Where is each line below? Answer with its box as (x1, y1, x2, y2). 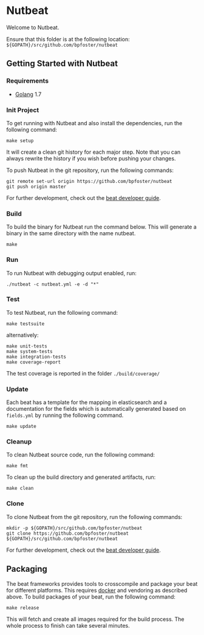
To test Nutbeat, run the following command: (6, 309, 118, 316)
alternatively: (6, 331, 39, 338)
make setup (6, 137, 34, 143)
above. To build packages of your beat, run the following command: (6, 593, 176, 600)
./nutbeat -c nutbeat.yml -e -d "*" (6, 281, 99, 287)
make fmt (6, 463, 29, 469)
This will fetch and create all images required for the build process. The (6, 615, 185, 623)
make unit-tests (6, 343, 47, 349)
